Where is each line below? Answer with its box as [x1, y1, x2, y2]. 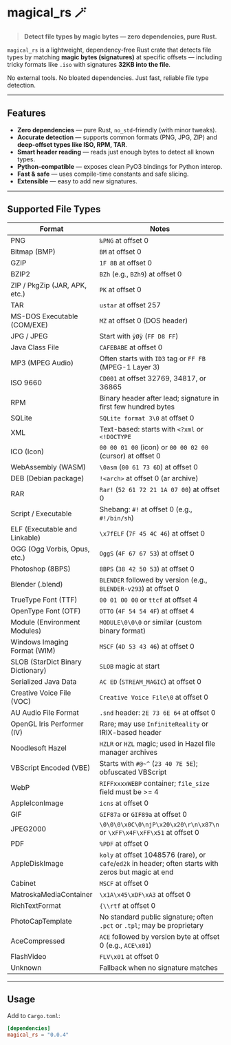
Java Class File [10, 342, 60, 352]
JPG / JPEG [10, 331, 48, 341]
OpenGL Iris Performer [10, 719, 84, 729]
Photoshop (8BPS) [10, 564, 71, 574]
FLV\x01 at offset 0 [99, 951, 159, 961]
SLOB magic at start [99, 661, 160, 671]
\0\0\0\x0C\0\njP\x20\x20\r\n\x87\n [99, 820, 220, 829]
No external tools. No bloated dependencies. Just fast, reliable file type [7, 73, 209, 82]
